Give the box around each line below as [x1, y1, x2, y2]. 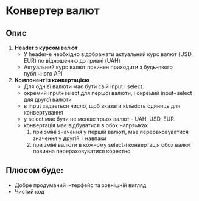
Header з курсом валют [14, 44, 78, 51]
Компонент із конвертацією [14, 77, 89, 83]
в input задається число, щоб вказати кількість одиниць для [23, 102, 181, 110]
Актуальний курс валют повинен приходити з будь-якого [23, 63, 173, 71]
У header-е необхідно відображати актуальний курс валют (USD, [23, 51, 193, 58]
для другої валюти [23, 96, 72, 103]
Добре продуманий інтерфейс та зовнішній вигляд [14, 181, 147, 189]
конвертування [23, 109, 63, 116]
